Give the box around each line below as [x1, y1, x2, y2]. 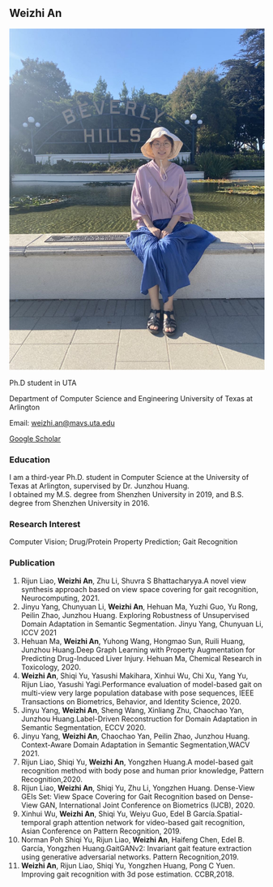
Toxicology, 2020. [20, 662, 82, 672]
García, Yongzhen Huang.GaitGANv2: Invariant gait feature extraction [20, 843, 252, 853]
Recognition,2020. [20, 774, 83, 784]
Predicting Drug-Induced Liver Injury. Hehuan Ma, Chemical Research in [20, 653, 262, 663]
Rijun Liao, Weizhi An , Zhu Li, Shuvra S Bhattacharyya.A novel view [20, 576, 246, 586]
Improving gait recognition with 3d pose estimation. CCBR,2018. [20, 869, 234, 879]
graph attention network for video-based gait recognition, [53, 817, 245, 827]
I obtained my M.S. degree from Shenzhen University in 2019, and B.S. [9, 490, 244, 500]
